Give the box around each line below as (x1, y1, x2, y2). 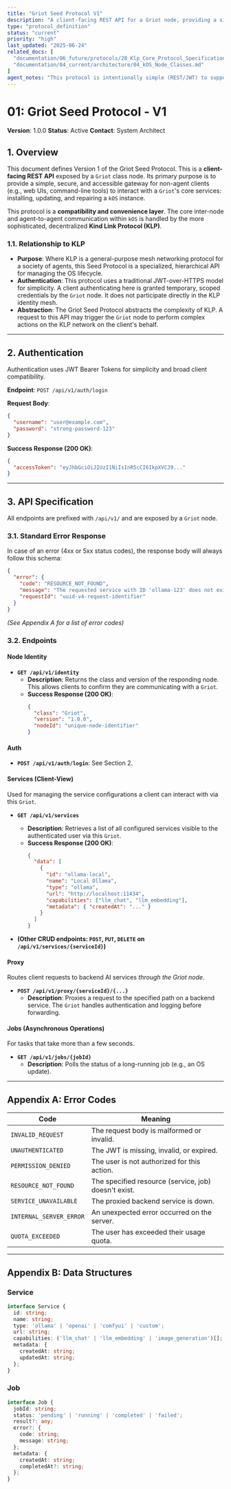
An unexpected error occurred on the (91, 1207, 212, 1217)
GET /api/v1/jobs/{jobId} (16, 1054, 91, 1061)
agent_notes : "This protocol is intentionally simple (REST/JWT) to (7, 74, 208, 81)
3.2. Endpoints (7, 635, 57, 645)
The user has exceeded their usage (91, 1227, 206, 1237)
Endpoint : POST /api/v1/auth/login (7, 386, 108, 394)
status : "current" (7, 29, 60, 36)
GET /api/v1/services (16, 812, 79, 819)
